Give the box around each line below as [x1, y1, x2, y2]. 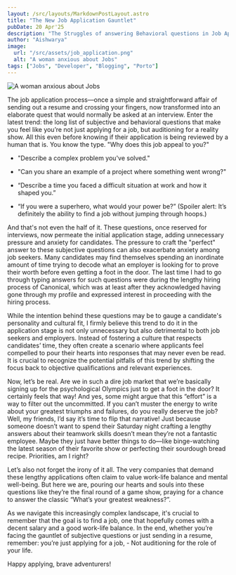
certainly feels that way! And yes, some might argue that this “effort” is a [7, 392, 217, 400]
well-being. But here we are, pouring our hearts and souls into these [7, 480, 205, 489]
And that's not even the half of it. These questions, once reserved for [7, 223, 207, 232]
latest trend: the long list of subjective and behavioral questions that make [7, 117, 221, 126]
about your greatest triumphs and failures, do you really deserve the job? [7, 407, 218, 415]
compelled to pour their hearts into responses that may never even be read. [7, 348, 226, 357]
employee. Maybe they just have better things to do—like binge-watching [7, 437, 220, 445]
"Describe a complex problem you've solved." [17, 154, 150, 162]
